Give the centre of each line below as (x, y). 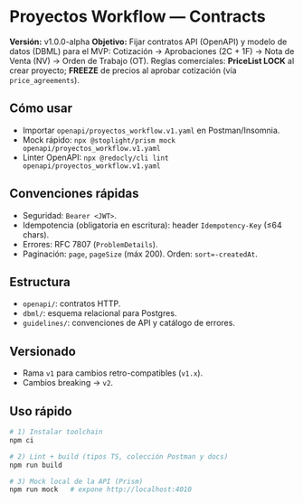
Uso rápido (41, 411)
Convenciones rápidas (74, 194)
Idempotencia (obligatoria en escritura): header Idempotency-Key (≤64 (152, 225)
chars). (36, 234)
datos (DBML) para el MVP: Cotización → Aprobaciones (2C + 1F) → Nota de (152, 51)
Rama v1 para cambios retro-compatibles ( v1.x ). (113, 373)
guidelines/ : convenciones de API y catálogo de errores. (128, 323)
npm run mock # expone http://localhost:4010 (101, 489)
